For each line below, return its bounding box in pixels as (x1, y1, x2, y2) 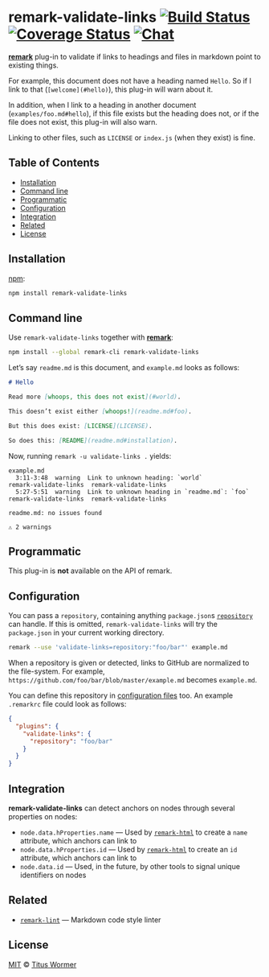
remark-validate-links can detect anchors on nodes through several (8, 803, 235, 813)
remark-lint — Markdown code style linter (19, 914, 161, 925)
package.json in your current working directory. (8, 628, 165, 637)
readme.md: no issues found (8, 509, 103, 517)
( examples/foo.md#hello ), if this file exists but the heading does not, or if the (8, 109, 259, 118)
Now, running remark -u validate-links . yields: (8, 451, 172, 460)
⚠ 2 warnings (8, 523, 52, 531)
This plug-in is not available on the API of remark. (8, 566, 173, 575)
